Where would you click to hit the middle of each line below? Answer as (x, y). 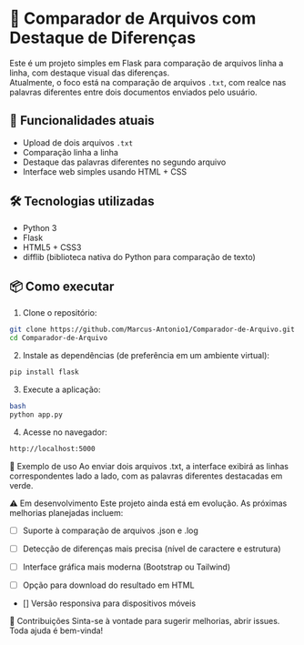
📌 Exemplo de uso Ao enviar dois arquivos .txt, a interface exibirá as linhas (149, 466)
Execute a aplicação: (61, 389)
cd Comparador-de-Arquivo (58, 338)
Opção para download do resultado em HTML (108, 585)
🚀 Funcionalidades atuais (82, 121)
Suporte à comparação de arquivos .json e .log (110, 530)
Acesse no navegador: (65, 432)
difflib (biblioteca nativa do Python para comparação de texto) (139, 257)
